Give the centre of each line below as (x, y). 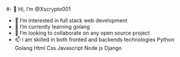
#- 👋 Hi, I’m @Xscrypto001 (38, 9)
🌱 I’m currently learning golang (52, 27)
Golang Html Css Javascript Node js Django (68, 48)
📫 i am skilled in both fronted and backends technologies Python (94, 39)
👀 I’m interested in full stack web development (71, 20)
